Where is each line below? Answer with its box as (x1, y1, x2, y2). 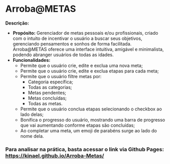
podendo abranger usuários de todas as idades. (12, 52, 114, 58)
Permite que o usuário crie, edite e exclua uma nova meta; (20, 62, 143, 68)
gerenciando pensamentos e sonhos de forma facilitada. (12, 40, 132, 46)
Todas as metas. (28, 100, 63, 106)
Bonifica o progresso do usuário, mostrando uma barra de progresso (20, 116, 165, 123)
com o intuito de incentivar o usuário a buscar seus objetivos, (12, 35, 142, 41)
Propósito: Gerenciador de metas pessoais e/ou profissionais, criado (12, 30, 158, 36)
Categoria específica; (28, 79, 74, 85)
